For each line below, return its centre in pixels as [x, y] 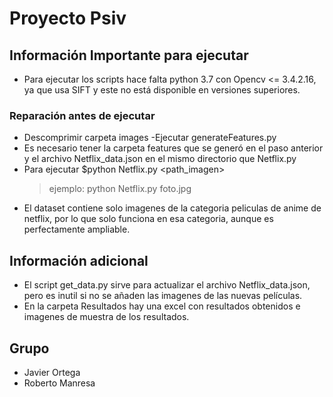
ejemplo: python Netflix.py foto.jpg [120, 189]
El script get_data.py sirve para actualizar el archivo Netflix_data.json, [167, 285]
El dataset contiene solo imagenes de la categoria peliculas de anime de [172, 208]
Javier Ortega [52, 372]
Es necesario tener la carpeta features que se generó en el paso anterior [173, 148]
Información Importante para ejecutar [129, 55]
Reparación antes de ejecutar [82, 115]
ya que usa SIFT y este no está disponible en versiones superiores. [162, 90]
